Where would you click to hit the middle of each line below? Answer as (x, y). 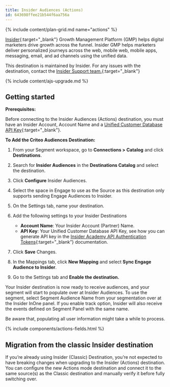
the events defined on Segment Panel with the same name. (67, 309)
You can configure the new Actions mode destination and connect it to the (83, 368)
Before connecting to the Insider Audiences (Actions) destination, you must (84, 119)
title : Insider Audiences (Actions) (44, 10)
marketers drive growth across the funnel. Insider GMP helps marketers (80, 45)
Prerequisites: (21, 109)
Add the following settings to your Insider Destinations (70, 216)
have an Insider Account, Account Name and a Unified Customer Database (84, 125)
